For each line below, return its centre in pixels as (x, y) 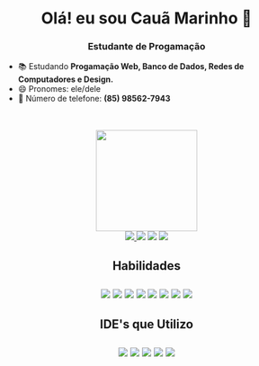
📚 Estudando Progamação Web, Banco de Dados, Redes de (131, 67)
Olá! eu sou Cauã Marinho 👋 (147, 18)
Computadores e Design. (66, 79)
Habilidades (147, 266)
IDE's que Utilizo (147, 324)
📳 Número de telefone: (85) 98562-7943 (94, 99)
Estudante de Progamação (147, 47)
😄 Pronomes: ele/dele (59, 89)
